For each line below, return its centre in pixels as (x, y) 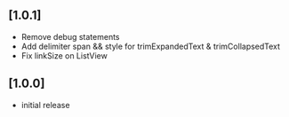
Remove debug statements (70, 36)
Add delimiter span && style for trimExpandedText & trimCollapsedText (151, 46)
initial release (45, 105)
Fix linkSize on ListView (64, 55)
